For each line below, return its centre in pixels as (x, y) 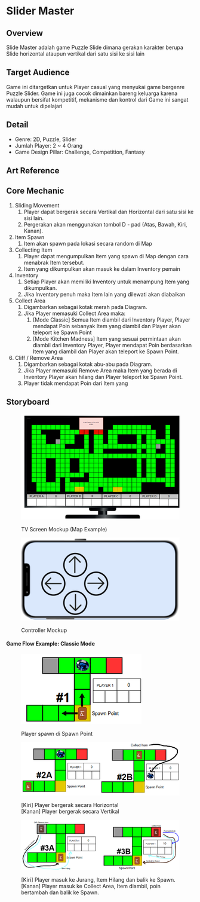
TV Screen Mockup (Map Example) (64, 529)
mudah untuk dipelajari (34, 106)
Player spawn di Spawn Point (57, 733)
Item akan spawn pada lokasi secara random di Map (88, 243)
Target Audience (38, 73)
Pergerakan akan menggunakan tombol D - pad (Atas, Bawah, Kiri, (105, 224)
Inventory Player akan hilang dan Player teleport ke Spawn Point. (103, 377)
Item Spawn (30, 237)
